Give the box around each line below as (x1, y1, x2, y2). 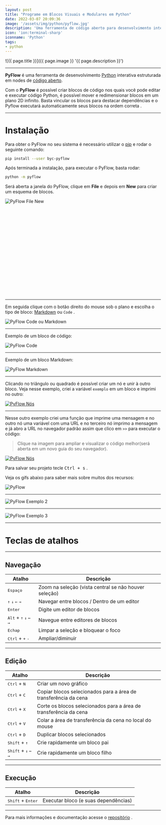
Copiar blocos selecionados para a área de (37, 688, 137, 695)
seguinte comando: (5, 146, 44, 152)
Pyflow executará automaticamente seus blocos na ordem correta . (5, 103, 142, 109)
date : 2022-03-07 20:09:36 (5, 16, 61, 21)
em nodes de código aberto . (5, 77, 63, 83)
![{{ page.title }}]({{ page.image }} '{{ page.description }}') (5, 58, 124, 63)
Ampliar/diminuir (38, 635, 77, 642)
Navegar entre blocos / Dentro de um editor (38, 598, 139, 605)
